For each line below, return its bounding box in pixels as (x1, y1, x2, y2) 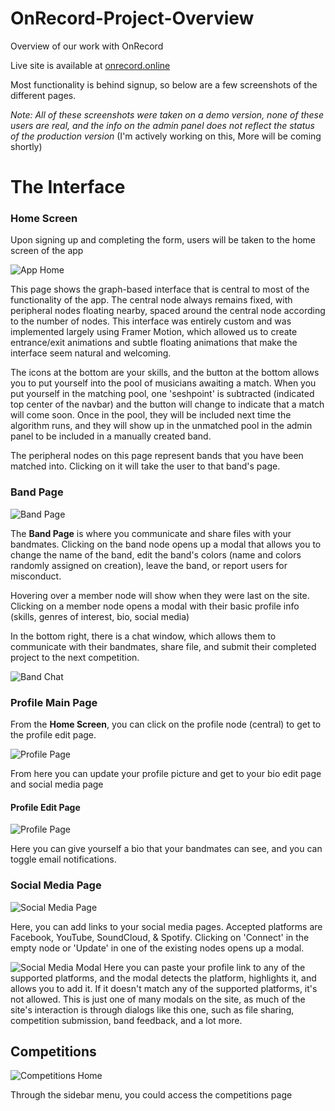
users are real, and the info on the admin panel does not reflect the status (10, 119, 315, 131)
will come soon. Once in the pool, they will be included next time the (10, 409, 292, 421)
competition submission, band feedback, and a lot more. (10, 1014, 243, 1026)
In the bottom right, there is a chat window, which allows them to (10, 630, 277, 642)
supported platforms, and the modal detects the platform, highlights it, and (10, 972, 317, 984)
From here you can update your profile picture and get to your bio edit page (10, 768, 322, 780)
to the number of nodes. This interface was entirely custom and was (10, 315, 292, 327)
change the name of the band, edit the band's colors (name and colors (10, 548, 302, 561)
